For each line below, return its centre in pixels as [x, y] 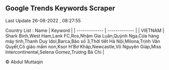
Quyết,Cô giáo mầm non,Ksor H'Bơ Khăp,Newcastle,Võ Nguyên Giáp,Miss [83, 46]
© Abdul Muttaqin [24, 62]
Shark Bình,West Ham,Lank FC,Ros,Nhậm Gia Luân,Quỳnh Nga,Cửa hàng [82, 36]
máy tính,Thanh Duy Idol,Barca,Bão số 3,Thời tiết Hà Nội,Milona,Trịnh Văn [83, 41]
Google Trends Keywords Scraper [60, 8]
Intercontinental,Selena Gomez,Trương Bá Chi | [55, 52]
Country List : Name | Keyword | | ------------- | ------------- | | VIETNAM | [85, 30]
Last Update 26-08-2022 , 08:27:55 [43, 20]
